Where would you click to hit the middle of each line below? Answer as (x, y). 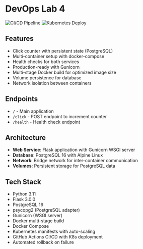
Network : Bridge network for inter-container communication (75, 161)
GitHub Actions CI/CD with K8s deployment (58, 237)
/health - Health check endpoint (46, 122)
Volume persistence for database (47, 78)
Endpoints (22, 99)
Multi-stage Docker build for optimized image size (64, 72)
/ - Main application (33, 111)
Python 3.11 (24, 194)
